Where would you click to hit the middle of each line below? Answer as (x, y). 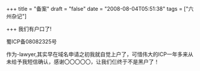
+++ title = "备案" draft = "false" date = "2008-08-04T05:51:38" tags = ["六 (100, 9)
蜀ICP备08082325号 (32, 41)
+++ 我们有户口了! (29, 29)
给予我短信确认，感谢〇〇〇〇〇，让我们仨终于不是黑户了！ (85, 62)
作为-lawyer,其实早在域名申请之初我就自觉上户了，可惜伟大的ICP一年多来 (97, 54)
